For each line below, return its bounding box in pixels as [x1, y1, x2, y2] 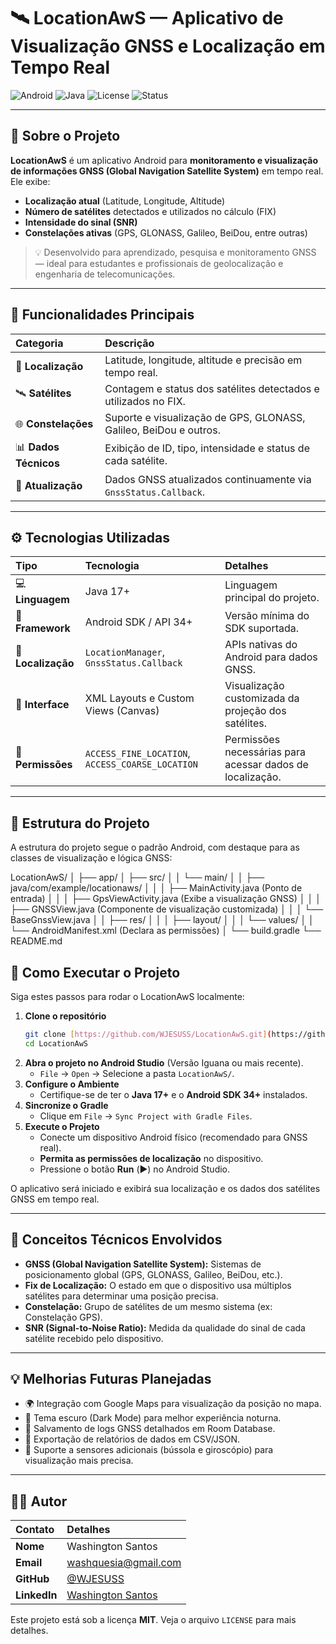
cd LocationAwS [24, 1038, 89, 1049]
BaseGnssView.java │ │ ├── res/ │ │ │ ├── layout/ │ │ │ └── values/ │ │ [10, 914, 315, 926]
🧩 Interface [15, 698, 70, 712]
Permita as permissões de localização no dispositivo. [39, 1152, 264, 1164]
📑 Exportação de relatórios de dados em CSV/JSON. [24, 1433, 241, 1445]
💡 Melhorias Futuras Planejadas [10, 1370, 212, 1387]
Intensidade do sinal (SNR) [24, 216, 138, 228]
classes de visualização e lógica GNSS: [10, 852, 173, 864]
